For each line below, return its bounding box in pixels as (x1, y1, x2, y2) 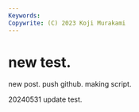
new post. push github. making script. (8, 79, 132, 89)
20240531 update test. (8, 95, 83, 104)
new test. (8, 53, 71, 71)
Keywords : (8, 11, 41, 20)
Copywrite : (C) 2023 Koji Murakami (8, 19, 126, 27)
